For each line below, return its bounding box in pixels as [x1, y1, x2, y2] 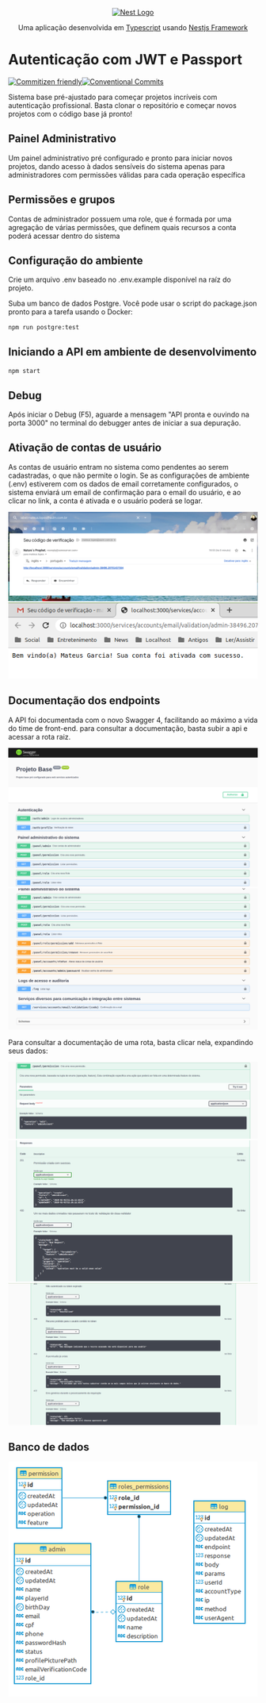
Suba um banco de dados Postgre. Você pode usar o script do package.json [8, 298, 257, 309]
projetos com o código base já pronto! [8, 109, 133, 118]
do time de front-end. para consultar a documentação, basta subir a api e [8, 723, 248, 733]
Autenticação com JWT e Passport [8, 51, 243, 69]
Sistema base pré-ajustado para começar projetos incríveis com [8, 92, 218, 102]
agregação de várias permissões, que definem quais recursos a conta [8, 222, 237, 232]
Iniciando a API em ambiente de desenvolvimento [8, 345, 257, 359]
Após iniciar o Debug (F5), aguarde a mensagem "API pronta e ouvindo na [8, 409, 249, 419]
